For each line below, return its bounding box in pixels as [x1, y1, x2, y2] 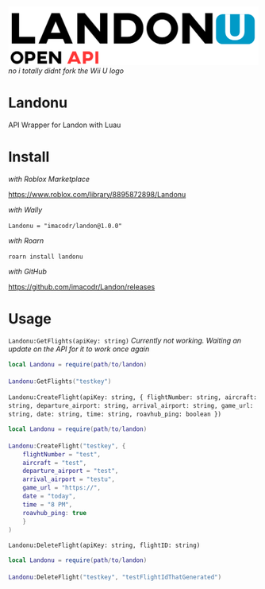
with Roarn [8, 235, 44, 245]
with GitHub [8, 266, 48, 276]
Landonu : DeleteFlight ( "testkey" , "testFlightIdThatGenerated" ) [8, 573, 222, 582]
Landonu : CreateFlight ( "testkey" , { [8, 442, 126, 450]
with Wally [8, 205, 43, 215]
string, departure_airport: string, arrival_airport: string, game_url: [8, 402, 254, 410]
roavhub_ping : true [22, 509, 87, 517]
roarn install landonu [8, 253, 83, 261]
